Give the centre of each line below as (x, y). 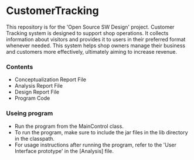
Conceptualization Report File (50, 79)
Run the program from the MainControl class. (69, 126)
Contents (20, 67)
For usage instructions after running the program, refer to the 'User (96, 145)
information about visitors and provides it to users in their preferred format (96, 39)
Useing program (30, 113)
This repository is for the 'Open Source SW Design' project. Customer (90, 27)
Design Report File (37, 92)
